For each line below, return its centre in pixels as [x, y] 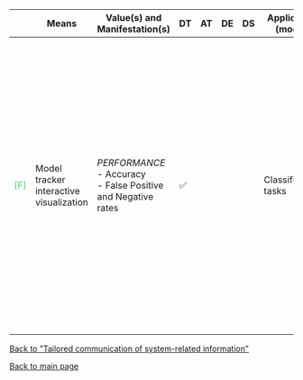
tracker [50, 180]
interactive [57, 191]
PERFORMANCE [131, 163]
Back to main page [44, 366]
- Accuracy [121, 174]
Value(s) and [133, 18]
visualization [61, 202]
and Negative [125, 196]
